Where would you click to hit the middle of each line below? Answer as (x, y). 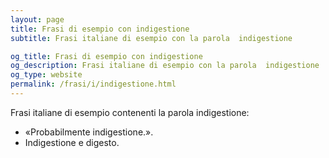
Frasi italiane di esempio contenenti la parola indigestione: (130, 112)
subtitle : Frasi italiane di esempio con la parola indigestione (151, 38)
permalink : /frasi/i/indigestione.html (93, 84)
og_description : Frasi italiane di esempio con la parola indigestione (165, 66)
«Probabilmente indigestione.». (89, 132)
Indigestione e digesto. (72, 142)
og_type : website (46, 75)
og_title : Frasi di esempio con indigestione (106, 56)
